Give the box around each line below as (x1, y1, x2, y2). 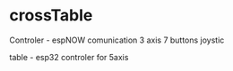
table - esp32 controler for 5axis (9, 51, 129, 62)
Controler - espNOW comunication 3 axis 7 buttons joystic (9, 35, 225, 45)
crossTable (9, 5, 93, 26)
